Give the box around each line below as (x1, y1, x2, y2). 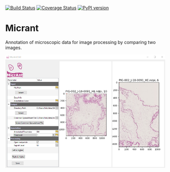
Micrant (5, 23, 39, 34)
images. (5, 45, 22, 51)
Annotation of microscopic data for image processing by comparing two (5, 39, 156, 45)
